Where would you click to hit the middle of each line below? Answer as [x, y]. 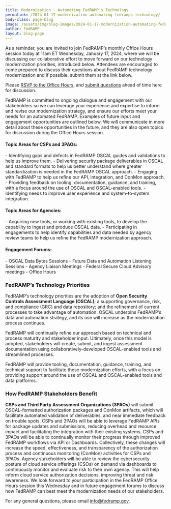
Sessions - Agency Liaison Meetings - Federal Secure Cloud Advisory [78, 266]
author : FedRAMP [22, 29]
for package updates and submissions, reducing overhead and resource [81, 426]
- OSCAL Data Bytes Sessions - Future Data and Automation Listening [78, 261]
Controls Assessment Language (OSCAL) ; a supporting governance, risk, [83, 301]
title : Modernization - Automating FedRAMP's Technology [67, 10]
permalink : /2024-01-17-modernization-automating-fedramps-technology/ [83, 15]
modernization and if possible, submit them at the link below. [69, 75]
